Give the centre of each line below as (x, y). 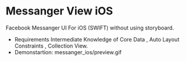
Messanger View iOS (59, 11)
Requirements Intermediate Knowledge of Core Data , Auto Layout (97, 39)
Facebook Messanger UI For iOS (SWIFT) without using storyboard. (90, 28)
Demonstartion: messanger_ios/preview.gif (68, 52)
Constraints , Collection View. (51, 46)
